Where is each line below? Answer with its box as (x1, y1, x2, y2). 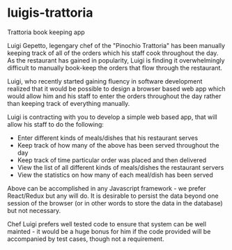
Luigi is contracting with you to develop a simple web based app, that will (7, 113, 217, 121)
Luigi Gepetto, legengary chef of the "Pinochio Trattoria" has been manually (7, 41, 225, 49)
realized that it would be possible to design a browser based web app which (7, 84, 226, 93)
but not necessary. (7, 206, 61, 214)
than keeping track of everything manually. (7, 99, 130, 107)
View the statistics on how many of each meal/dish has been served (17, 171, 214, 179)
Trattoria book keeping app (7, 28, 85, 36)
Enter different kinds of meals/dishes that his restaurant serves (17, 134, 199, 142)
